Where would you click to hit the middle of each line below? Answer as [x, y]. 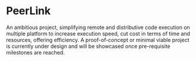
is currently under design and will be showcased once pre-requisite [88, 46]
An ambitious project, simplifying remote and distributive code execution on [98, 27]
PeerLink [29, 11]
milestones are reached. [35, 52]
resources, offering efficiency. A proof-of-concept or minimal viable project [98, 40]
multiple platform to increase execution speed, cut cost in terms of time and [98, 33]
